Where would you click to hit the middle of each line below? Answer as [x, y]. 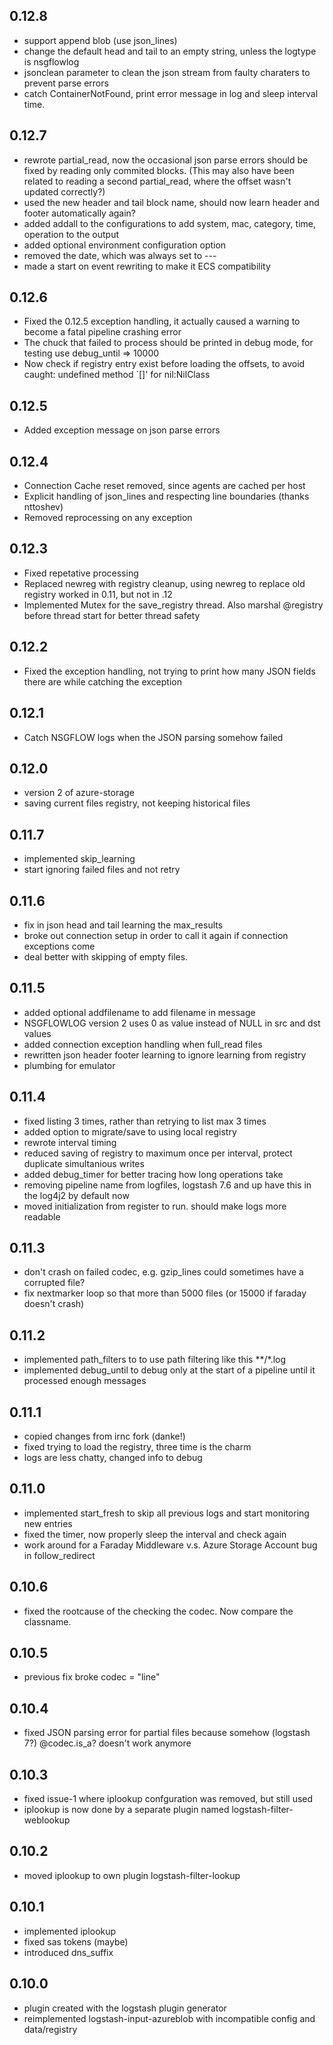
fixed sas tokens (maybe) [76, 1941]
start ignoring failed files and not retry [102, 870]
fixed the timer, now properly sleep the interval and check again [155, 1534]
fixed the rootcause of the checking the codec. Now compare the [158, 1611]
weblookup [47, 1820]
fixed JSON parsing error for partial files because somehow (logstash [167, 1733]
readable [42, 1216]
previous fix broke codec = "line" [92, 1677]
